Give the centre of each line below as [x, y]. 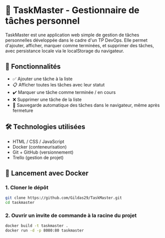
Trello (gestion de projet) [38, 157]
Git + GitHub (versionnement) [43, 152]
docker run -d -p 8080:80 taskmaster [45, 230]
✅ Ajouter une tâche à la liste [42, 79]
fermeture [23, 110]
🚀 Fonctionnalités [33, 67]
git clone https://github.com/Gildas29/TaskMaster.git [64, 198]
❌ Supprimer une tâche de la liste [47, 99]
